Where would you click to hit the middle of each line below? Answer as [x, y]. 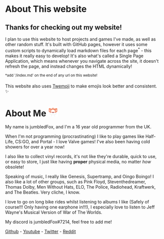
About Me [26, 113]
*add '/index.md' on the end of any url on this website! [51, 75]
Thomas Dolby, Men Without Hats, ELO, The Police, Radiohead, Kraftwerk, [81, 187]
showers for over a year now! [35, 147]
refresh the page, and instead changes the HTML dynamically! [69, 66]
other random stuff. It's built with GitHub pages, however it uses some [76, 44]
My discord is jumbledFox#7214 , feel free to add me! [59, 222]
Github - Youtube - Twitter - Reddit [41, 232]
